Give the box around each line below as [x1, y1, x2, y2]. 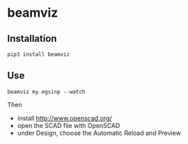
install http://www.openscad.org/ [17, 113, 113, 122]
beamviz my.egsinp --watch [7, 88, 86, 95]
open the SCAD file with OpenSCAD [17, 121, 120, 129]
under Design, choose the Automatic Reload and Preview [17, 129, 181, 137]
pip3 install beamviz [7, 51, 70, 58]
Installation [7, 33, 57, 45]
